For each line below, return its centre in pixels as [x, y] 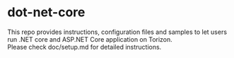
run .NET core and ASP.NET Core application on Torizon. [90, 39]
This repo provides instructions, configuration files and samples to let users [117, 32]
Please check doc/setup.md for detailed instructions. [84, 47]
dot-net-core [46, 12]
